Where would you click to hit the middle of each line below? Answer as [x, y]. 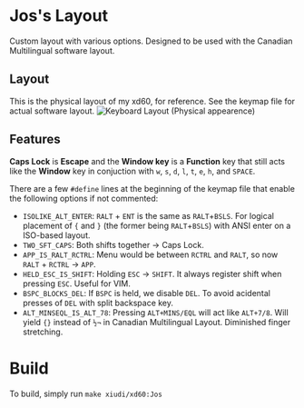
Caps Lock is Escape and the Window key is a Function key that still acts [147, 161]
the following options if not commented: [84, 198]
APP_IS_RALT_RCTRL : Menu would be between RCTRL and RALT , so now [150, 254]
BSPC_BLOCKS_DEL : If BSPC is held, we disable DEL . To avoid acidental [146, 293]
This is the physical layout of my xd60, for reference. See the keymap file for [152, 101]
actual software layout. [52, 111]
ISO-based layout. [56, 235]
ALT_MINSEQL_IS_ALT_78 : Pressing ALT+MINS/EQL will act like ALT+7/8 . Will [155, 312]
